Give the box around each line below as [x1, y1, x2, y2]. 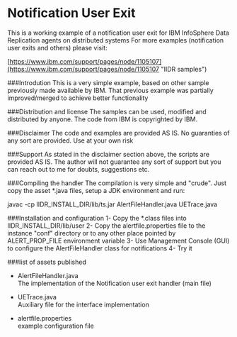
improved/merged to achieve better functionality [7, 94, 149, 102]
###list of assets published [7, 258, 86, 266]
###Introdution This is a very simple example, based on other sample [7, 78, 209, 87]
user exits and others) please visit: [7, 43, 108, 52]
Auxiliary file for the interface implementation [17, 300, 150, 309]
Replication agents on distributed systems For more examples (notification [7, 35, 224, 44]
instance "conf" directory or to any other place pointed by [7, 228, 176, 237]
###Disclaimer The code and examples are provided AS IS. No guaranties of [7, 128, 230, 137]
